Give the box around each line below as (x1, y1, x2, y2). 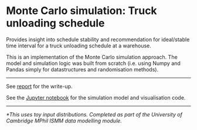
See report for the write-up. (6, 83, 73, 90)
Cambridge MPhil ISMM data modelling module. (6, 117, 122, 124)
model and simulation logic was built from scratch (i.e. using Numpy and (6, 60, 181, 67)
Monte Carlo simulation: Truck (6, 4, 157, 18)
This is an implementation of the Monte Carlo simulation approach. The (6, 53, 178, 60)
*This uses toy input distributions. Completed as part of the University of (6, 111, 183, 118)
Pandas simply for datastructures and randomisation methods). (6, 66, 159, 73)
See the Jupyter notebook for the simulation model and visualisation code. (6, 94, 186, 101)
